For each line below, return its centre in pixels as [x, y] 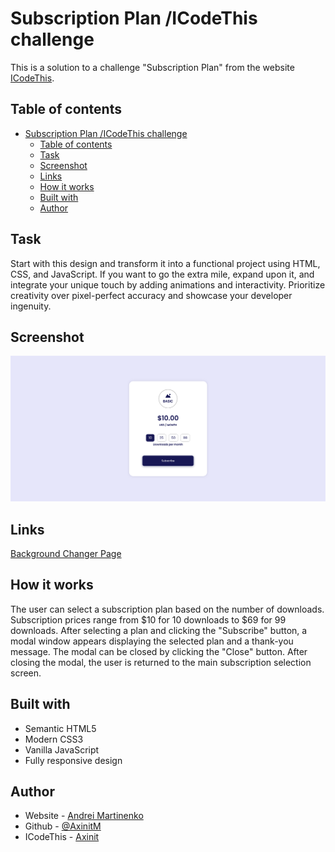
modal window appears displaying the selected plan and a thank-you [152, 641]
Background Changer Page [66, 553]
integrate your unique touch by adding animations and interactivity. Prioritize [168, 284]
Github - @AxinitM [63, 826]
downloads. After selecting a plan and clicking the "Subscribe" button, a [159, 630]
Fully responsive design [73, 760]
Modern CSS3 [54, 739]
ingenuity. [31, 306]
